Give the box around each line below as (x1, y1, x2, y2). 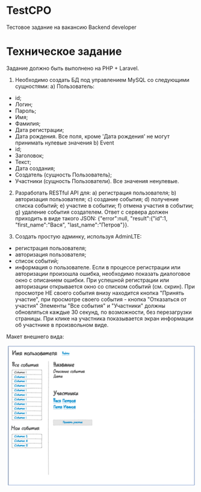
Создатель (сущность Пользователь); (14, 171, 113, 178)
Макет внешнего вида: (6, 332, 64, 340)
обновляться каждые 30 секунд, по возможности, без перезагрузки (14, 308, 192, 316)
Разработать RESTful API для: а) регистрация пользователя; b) (14, 189, 176, 196)
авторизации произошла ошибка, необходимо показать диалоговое (14, 270, 191, 277)
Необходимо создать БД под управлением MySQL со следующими (14, 76, 190, 83)
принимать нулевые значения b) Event (14, 139, 114, 146)
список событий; (14, 257, 59, 264)
